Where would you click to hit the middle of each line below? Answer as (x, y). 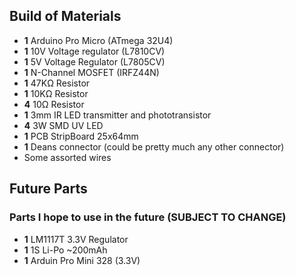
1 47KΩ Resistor (57, 83)
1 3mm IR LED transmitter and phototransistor (117, 115)
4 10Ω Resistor (54, 104)
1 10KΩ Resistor (56, 93)
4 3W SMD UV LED (63, 125)
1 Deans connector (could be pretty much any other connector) (154, 146)
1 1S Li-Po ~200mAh (65, 250)
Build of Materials (65, 16)
